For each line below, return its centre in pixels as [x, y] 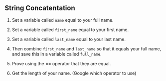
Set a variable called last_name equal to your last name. [69, 39]
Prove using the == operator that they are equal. [61, 63]
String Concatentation [40, 8]
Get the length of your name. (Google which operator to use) [74, 73]
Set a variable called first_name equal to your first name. [70, 30]
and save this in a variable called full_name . [57, 54]
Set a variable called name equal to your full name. [63, 20]
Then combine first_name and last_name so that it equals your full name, [86, 48]
